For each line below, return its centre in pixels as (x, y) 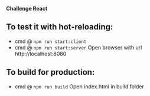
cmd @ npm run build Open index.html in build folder (79, 86)
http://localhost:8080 (40, 54)
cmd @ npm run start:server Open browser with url (78, 47)
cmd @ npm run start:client (50, 41)
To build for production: (50, 72)
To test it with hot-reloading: (60, 27)
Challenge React (27, 9)
